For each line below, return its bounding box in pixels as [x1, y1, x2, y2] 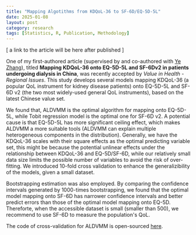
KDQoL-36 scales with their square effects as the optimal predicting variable [6, 138, 190, 145]
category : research [6, 25, 54, 31]
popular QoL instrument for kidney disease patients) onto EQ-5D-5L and [6, 83, 180, 90]
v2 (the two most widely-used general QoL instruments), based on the [14, 89, 184, 96]
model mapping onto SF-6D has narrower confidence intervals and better [6, 193, 183, 200]
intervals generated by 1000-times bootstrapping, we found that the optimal [6, 186, 189, 193]
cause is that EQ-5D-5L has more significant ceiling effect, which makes [6, 119, 180, 126]
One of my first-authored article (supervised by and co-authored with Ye [6, 58, 181, 65]
